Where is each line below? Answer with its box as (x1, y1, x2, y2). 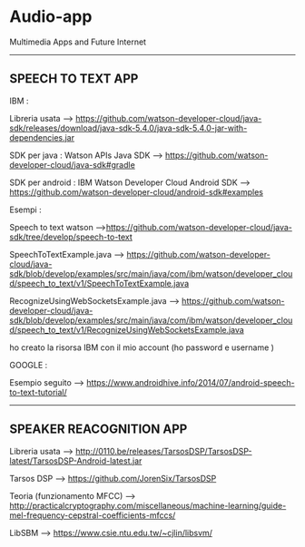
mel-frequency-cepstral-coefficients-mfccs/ (9, 510, 176, 521)
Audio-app (9, 6, 93, 27)
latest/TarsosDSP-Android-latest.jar (9, 455, 143, 466)
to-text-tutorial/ (9, 386, 68, 397)
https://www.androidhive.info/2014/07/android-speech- (85, 376, 295, 387)
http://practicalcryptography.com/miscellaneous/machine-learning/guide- (9, 500, 287, 511)
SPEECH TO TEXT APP (9, 71, 139, 87)
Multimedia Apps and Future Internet (9, 36, 147, 47)
